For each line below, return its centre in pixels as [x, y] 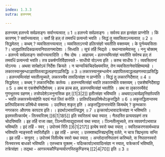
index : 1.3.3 [18, 10]
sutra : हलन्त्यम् [18, 14]
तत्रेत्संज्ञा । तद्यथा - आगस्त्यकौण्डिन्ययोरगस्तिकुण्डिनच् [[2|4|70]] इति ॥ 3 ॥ [67, 149]
